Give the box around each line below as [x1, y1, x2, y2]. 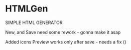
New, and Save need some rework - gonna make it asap [5, 29, 121, 35]
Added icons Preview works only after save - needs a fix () [5, 38, 126, 45]
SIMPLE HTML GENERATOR [5, 19, 63, 25]
